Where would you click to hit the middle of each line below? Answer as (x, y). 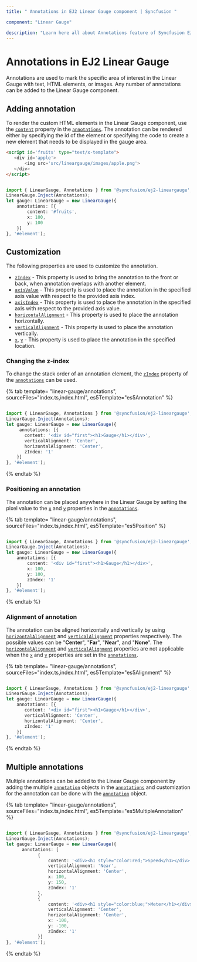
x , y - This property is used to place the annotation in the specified (95, 340)
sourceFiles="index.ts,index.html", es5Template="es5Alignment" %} (89, 672)
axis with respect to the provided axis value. (68, 309)
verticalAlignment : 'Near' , (82, 866)
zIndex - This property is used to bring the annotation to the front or (96, 277)
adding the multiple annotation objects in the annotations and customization (98, 787)
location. (25, 346)
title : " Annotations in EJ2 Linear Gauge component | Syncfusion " (91, 11)
